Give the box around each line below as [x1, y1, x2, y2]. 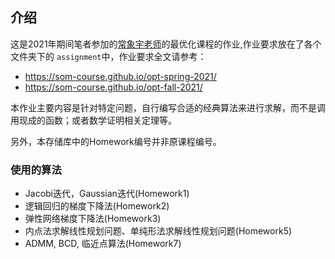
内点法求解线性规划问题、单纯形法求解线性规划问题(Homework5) [24, 225, 293, 237]
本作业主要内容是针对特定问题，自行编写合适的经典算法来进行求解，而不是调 [10, 101, 326, 113]
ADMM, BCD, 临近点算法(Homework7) [24, 238, 182, 250]
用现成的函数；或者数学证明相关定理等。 [10, 114, 177, 126]
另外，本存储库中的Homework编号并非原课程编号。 [10, 135, 222, 147]
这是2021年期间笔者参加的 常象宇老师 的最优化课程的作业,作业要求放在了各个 [10, 38, 322, 50]
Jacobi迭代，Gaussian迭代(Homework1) [24, 188, 190, 200]
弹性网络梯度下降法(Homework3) [24, 213, 162, 225]
